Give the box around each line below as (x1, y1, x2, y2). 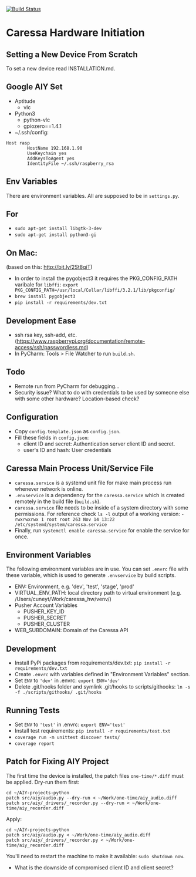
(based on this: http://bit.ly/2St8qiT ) (6, 264, 93, 271)
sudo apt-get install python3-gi (14, 232, 97, 238)
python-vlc (23, 116, 50, 123)
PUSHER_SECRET (23, 614, 67, 622)
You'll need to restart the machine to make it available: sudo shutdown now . (6, 852, 185, 859)
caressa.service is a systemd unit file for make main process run (14, 479, 172, 486)
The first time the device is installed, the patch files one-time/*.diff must (6, 772, 184, 779)
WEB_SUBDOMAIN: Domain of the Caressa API (14, 627, 129, 634)
